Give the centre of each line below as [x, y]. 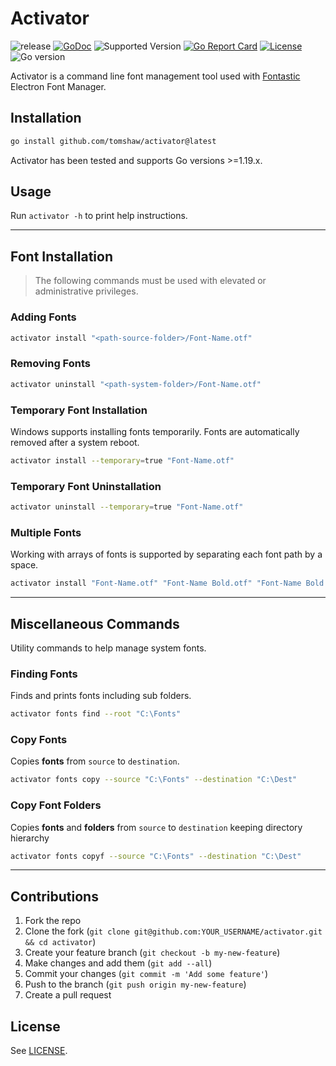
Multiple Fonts [46, 532]
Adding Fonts [43, 317]
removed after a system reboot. [75, 442]
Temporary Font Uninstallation [86, 486]
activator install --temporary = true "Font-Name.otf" [122, 460]
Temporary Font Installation [79, 410]
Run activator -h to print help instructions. [99, 216]
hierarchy [30, 838]
